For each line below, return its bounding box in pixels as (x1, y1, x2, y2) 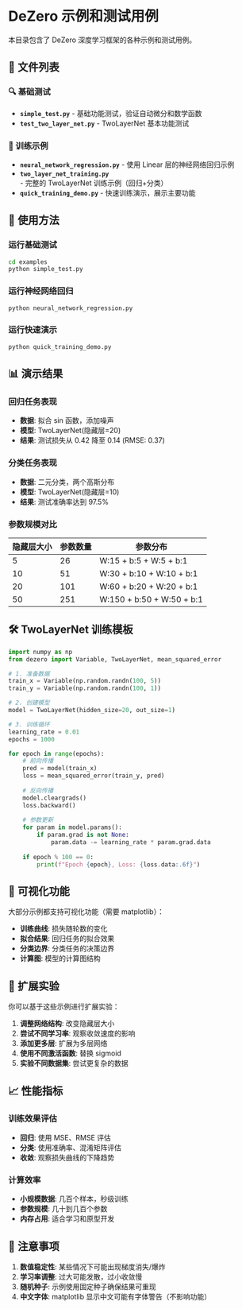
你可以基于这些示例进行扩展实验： (8, 1002, 120, 1012)
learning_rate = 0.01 (8, 728, 80, 736)
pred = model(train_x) (22, 765, 98, 773)
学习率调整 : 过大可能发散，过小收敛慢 (19, 1272, 143, 1281)
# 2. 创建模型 (8, 699, 50, 707)
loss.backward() (22, 801, 77, 809)
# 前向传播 (22, 757, 54, 765)
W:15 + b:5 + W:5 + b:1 (99, 555, 188, 566)
